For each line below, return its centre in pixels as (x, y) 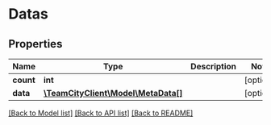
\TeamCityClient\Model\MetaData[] (113, 93)
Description (213, 67)
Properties (35, 44)
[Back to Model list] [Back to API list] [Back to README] (101, 113)
